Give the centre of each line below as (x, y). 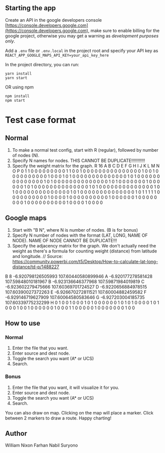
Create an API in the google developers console (53, 20)
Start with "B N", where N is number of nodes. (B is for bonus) (75, 230)
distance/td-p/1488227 (36, 267)
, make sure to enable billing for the (124, 30)
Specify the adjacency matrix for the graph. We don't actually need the (84, 246)
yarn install (18, 74)
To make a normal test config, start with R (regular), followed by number (85, 150)
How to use (23, 323)
